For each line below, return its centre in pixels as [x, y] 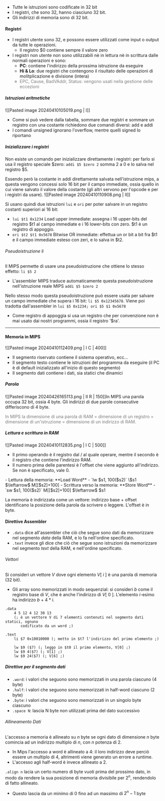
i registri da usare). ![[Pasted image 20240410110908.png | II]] [68, 195]
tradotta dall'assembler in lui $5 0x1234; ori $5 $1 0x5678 [66, 306]
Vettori [12, 559]
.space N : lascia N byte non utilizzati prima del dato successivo [76, 710]
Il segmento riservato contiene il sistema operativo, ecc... [70, 357]
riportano [22, 136]
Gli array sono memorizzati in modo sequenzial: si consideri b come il [82, 589]
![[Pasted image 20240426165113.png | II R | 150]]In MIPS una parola [74, 396]
